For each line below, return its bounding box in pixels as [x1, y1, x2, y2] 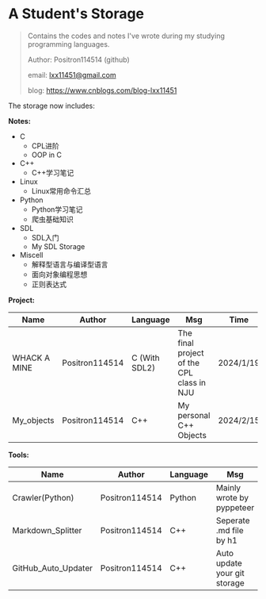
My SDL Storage [31, 241, 85, 251]
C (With [131, 352, 160, 363]
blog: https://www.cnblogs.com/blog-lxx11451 [27, 85, 177, 95]
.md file [215, 524, 244, 536]
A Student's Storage [8, 5, 145, 23]
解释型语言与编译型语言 [31, 259, 108, 269]
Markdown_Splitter [12, 524, 82, 536]
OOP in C [31, 150, 62, 159]
